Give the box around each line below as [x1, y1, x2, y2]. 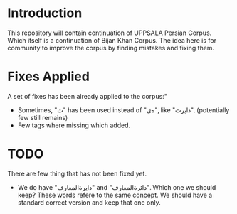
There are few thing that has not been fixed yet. [7, 169, 147, 178]
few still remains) [17, 113, 68, 122]
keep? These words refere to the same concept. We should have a [17, 191, 213, 199]
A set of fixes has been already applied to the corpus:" [7, 92, 167, 100]
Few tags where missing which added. [17, 121, 131, 129]
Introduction [7, 5, 83, 21]
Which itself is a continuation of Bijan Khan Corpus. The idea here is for [7, 36, 217, 44]
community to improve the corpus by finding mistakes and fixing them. [7, 43, 215, 52]
